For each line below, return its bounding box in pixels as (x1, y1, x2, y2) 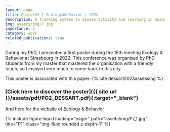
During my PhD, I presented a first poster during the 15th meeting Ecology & (5, 49, 163, 56)
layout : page (5, 7, 33, 13)
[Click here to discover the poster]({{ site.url (5, 88, 117, 95)
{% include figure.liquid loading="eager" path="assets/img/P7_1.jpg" (5, 116, 148, 122)
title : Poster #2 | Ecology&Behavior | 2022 (5, 12, 99, 17)
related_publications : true (5, 36, 65, 41)
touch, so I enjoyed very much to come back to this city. (5, 65, 122, 71)
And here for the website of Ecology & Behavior (5, 106, 105, 112)
